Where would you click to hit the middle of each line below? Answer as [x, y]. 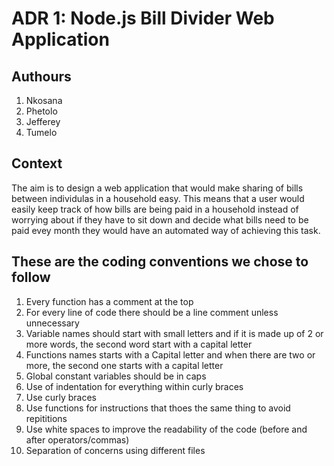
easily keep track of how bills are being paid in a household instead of [155, 209]
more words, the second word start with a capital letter [139, 344]
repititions [46, 418]
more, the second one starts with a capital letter [124, 365]
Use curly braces [61, 397]
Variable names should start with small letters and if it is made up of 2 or [174, 333]
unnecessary [52, 323]
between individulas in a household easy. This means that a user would [158, 198]
